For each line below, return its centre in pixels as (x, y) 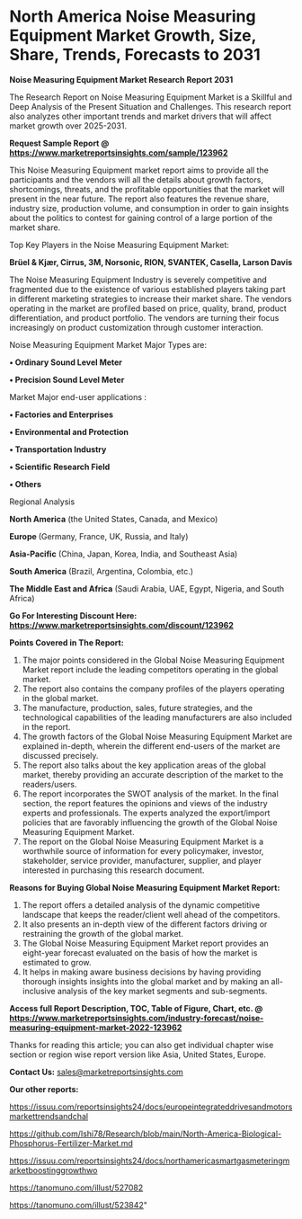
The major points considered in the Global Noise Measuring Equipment (153, 660)
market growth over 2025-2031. (68, 125)
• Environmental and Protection (69, 432)
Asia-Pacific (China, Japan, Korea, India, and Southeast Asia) (124, 554)
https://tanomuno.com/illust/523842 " (79, 1205)
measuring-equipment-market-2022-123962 (96, 1028)
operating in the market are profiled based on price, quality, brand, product (148, 308)
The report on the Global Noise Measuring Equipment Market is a (143, 841)
